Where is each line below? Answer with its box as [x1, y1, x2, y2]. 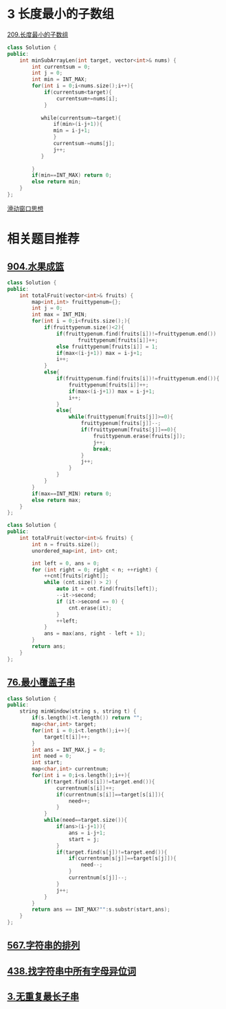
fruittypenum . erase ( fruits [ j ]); [93, 433, 186, 440]
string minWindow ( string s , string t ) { [19, 708, 137, 715]
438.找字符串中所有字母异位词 [7, 965, 136, 977]
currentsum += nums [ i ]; [56, 95, 118, 102]
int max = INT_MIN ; [32, 311, 88, 318]
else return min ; [32, 178, 81, 186]
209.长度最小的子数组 [7, 30, 69, 39]
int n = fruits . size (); [32, 541, 100, 547]
